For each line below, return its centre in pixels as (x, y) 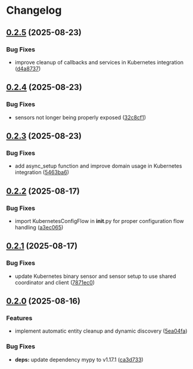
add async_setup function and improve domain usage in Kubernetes (98, 166)
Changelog (34, 10)
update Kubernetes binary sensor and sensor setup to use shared (95, 276)
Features (19, 318)
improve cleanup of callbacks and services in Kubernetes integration (99, 62)
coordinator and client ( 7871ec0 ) (55, 282)
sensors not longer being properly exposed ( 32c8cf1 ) (80, 117)
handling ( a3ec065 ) (39, 227)
